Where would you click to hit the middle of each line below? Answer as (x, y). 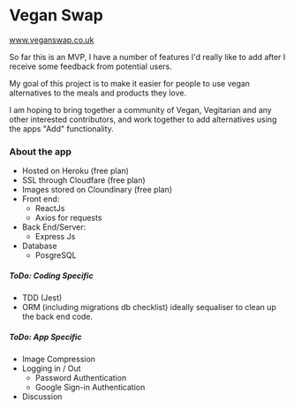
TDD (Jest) (42, 298)
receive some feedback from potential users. (90, 66)
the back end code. (57, 317)
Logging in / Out (51, 368)
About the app (41, 151)
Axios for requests (68, 218)
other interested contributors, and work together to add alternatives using (143, 119)
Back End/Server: (54, 227)
